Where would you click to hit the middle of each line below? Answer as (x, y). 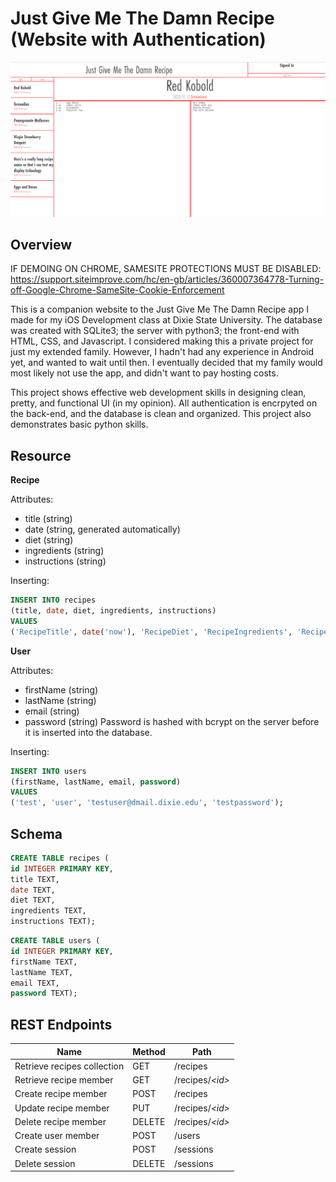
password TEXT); (44, 993)
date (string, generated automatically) (102, 529)
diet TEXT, (33, 900)
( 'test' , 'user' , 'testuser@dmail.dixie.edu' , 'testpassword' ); (147, 803)
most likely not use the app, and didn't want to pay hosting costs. (144, 373)
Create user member (57, 1136)
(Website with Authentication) (138, 39)
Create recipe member (61, 1094)
